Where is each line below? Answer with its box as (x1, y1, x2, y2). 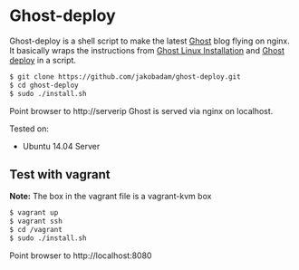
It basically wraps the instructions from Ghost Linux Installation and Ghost (9, 44, 285, 55)
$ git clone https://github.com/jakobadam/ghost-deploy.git (9, 72, 242, 82)
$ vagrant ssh (9, 217, 63, 227)
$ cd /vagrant (9, 226, 63, 235)
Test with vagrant (9, 167, 111, 182)
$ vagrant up (9, 208, 59, 217)
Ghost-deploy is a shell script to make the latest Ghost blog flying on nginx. (9, 35, 290, 46)
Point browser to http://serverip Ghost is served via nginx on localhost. (9, 105, 274, 116)
